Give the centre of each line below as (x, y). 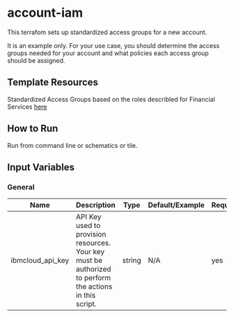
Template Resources (53, 83)
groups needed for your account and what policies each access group (108, 53)
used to (88, 226)
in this (86, 296)
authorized (93, 269)
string (132, 261)
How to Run (33, 129)
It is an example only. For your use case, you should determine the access (114, 45)
